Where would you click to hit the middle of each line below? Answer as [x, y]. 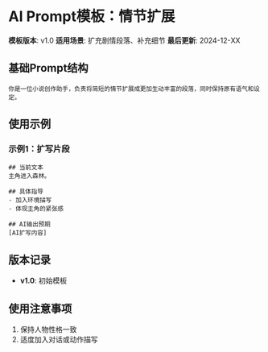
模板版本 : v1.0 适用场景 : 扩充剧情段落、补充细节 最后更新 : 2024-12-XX [124, 40]
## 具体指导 [26, 192]
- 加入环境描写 [30, 201]
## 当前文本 [26, 168]
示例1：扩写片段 [39, 149]
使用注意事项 [40, 308]
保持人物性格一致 [48, 329]
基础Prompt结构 [48, 68]
